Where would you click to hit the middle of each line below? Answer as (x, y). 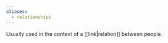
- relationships (31, 17)
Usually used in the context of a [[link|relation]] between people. (84, 34)
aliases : (17, 11)
